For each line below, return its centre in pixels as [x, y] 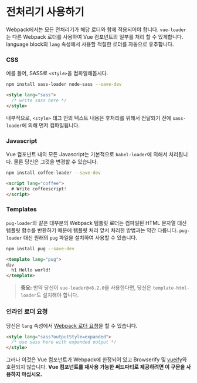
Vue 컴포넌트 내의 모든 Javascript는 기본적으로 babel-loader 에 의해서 [87, 154]
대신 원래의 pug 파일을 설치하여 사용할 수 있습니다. [80, 237]
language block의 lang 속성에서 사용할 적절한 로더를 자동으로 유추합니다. [90, 44]
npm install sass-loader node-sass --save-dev [64, 85]
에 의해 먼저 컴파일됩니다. [51, 125]
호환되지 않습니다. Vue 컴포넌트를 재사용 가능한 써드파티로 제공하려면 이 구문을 [96, 367]
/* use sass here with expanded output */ [64, 342]
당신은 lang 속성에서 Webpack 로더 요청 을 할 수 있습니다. [72, 325]
